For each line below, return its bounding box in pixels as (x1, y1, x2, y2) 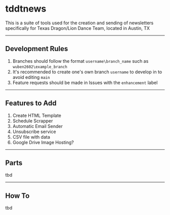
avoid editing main (12, 74, 50, 80)
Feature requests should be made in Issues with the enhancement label (12, 79, 158, 85)
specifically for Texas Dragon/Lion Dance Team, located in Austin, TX (5, 25, 150, 31)
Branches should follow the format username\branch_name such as (12, 58, 149, 64)
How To (5, 191, 30, 200)
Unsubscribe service (12, 128, 57, 135)
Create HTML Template (12, 112, 62, 118)
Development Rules (5, 45, 68, 53)
